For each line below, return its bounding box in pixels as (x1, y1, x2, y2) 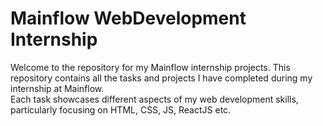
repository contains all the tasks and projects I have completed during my (10, 72, 313, 84)
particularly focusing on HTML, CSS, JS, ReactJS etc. (10, 103, 232, 116)
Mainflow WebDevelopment (10, 7, 247, 30)
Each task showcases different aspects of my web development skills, (10, 93, 299, 105)
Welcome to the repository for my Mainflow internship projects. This (10, 61, 291, 73)
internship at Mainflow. (10, 82, 105, 94)
